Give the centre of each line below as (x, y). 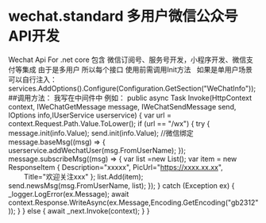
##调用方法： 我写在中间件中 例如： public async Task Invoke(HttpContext (130, 98)
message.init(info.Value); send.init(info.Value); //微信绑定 (101, 133)
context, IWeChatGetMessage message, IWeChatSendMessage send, (122, 106)
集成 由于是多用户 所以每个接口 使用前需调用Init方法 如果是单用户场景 (137, 69)
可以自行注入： (33, 79)
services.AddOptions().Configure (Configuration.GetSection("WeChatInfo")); (132, 88)
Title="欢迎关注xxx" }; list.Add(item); (83, 176)
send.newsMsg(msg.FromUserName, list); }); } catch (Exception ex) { (121, 185)
